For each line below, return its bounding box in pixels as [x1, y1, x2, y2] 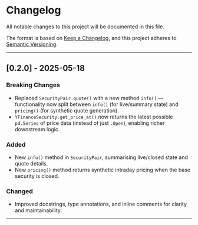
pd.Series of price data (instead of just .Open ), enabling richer [14, 119, 165, 127]
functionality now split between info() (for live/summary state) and [14, 101, 179, 108]
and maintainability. [14, 207, 62, 214]
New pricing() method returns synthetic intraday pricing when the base [14, 166, 190, 173]
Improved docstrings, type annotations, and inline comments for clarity [14, 201, 187, 208]
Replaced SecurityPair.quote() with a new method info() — [14, 94, 164, 101]
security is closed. [14, 172, 60, 180]
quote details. [14, 160, 48, 167]
